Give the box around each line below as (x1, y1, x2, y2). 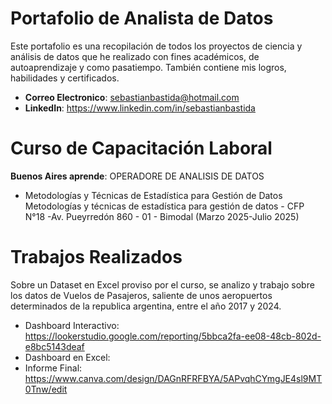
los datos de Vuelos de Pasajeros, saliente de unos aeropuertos (10, 289, 273, 301)
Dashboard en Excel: (24, 351, 111, 363)
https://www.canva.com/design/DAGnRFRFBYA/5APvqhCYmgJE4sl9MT (24, 372, 323, 384)
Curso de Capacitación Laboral (10, 137, 273, 160)
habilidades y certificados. (10, 72, 120, 84)
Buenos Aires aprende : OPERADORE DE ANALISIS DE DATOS (10, 170, 265, 182)
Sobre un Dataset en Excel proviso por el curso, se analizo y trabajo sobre (10, 278, 315, 291)
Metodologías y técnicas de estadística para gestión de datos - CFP (24, 200, 305, 212)
